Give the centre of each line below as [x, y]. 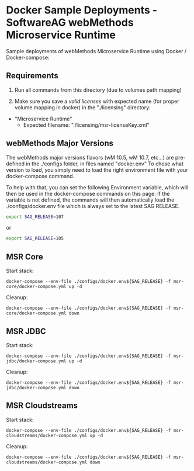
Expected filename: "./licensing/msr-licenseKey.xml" [86, 125]
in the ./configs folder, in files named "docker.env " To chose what [105, 164]
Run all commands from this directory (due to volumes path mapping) [98, 90]
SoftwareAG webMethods [70, 22]
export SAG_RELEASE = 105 [35, 238]
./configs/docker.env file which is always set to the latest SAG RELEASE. [93, 206]
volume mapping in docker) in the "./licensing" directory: [82, 107]
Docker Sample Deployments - [82, 10]
